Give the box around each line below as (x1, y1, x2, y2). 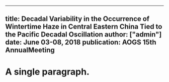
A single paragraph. (5, 66, 90, 77)
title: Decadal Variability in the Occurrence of (5, 14, 150, 23)
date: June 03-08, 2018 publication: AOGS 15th (5, 38, 157, 46)
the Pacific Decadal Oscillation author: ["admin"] (5, 30, 162, 39)
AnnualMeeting (5, 46, 55, 54)
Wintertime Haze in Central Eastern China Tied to (5, 22, 162, 31)
